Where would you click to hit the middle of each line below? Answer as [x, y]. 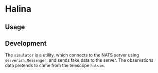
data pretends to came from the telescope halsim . [55, 65]
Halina [18, 9]
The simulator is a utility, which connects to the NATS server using [72, 55]
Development [26, 43]
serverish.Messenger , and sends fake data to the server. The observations [79, 60]
